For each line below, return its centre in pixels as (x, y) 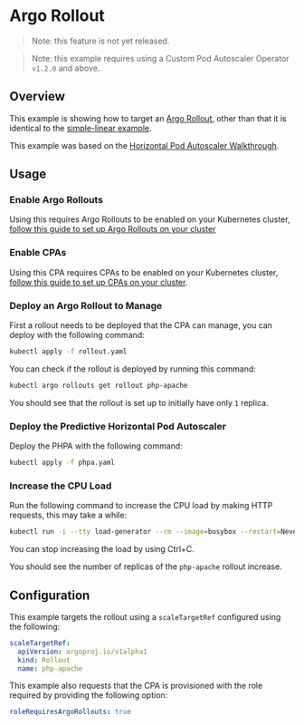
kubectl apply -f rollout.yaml (68, 352)
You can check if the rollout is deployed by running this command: (133, 369)
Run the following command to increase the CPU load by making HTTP (141, 506)
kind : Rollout (44, 660)
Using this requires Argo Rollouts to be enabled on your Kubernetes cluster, (150, 219)
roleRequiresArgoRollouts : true (70, 712)
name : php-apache (50, 668)
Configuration (50, 595)
